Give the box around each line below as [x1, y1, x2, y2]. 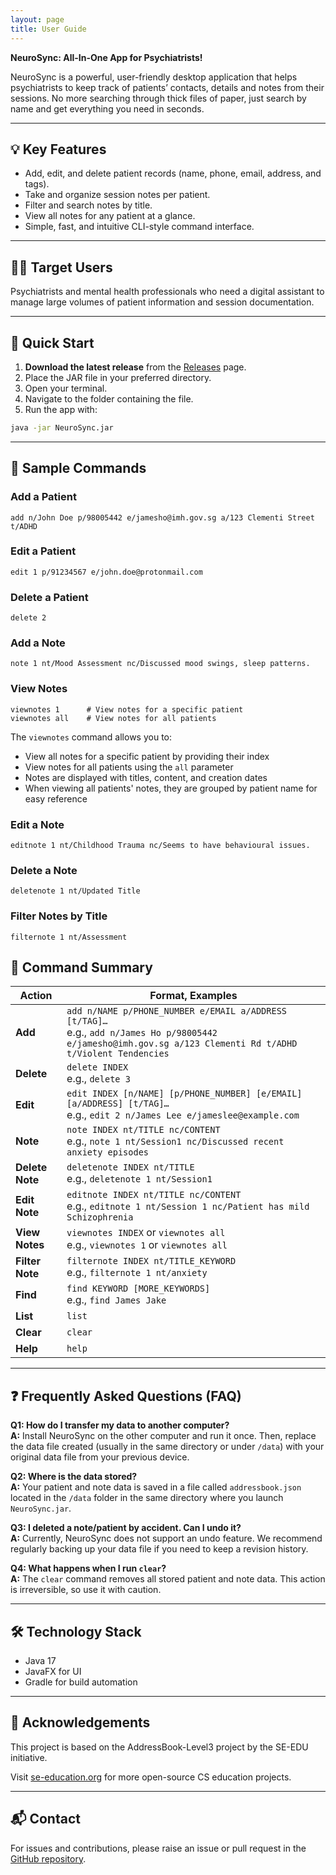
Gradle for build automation [24, 1676, 138, 1688]
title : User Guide [10, 24, 87, 34]
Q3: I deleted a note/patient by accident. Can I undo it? [10, 1522, 242, 1534]
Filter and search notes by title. [24, 199, 153, 211]
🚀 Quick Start [10, 334, 95, 351]
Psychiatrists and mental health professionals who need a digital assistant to [10, 286, 325, 298]
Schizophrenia [66, 1212, 134, 1223]
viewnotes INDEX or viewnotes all [66, 1226, 226, 1240]
